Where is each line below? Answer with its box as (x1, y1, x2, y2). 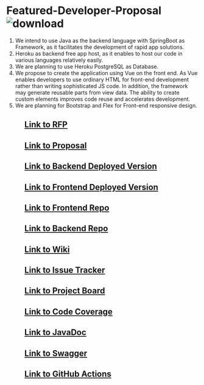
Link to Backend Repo (24, 224, 108, 234)
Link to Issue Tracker (24, 265, 105, 276)
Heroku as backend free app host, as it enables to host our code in (15, 50, 183, 57)
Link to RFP (24, 120, 68, 130)
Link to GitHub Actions (24, 369, 111, 380)
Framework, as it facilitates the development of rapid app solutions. (15, 43, 185, 51)
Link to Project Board (24, 285, 105, 296)
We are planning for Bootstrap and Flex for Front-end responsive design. (15, 101, 197, 109)
